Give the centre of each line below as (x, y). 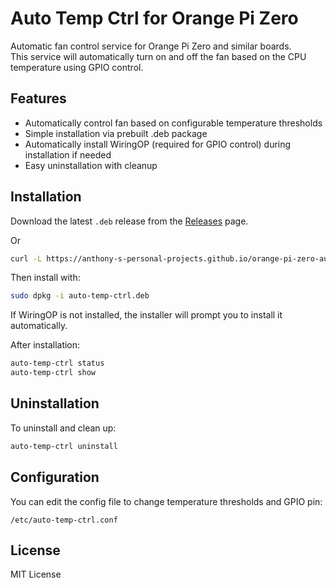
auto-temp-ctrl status (57, 363)
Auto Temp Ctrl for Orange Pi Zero (154, 18)
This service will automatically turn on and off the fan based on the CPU (158, 56)
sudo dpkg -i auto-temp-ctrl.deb (80, 296)
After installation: (45, 345)
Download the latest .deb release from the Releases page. (129, 221)
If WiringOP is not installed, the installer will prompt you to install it (146, 315)
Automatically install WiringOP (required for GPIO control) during (158, 144)
